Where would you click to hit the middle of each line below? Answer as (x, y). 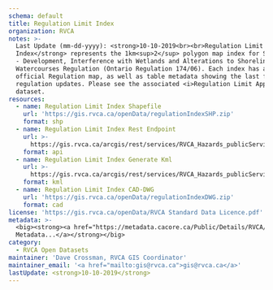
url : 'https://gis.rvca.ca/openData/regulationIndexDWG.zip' (128, 197)
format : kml (43, 182)
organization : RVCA (41, 31)
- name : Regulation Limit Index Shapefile (89, 106)
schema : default (36, 16)
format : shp (43, 122)
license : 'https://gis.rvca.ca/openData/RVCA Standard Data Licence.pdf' (136, 212)
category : (25, 243)
